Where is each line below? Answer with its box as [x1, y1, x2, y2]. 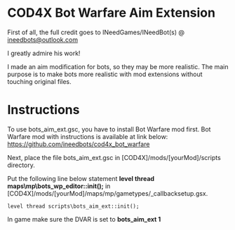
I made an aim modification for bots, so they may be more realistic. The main [7, 62, 229, 71]
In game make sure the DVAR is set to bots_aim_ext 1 [7, 215, 161, 223]
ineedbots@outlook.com [7, 35, 79, 43]
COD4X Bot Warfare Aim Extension [7, 5, 216, 21]
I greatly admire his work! [7, 49, 81, 57]
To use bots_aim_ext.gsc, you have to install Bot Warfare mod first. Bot [7, 124, 211, 134]
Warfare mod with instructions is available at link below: [7, 132, 168, 141]
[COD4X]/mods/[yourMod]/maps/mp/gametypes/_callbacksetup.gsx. [7, 189, 208, 197]
